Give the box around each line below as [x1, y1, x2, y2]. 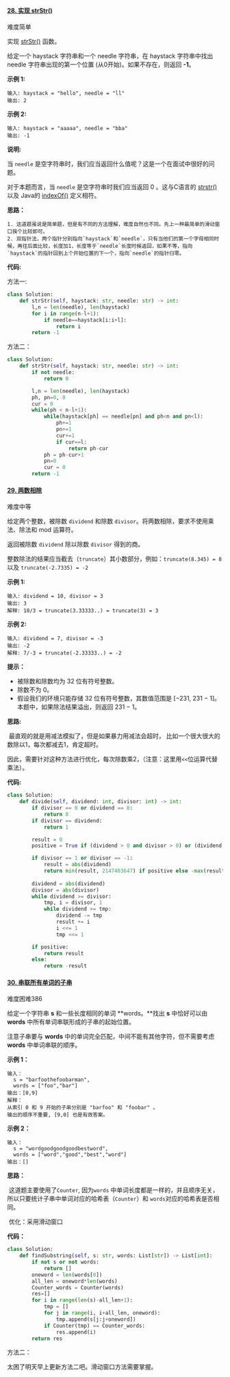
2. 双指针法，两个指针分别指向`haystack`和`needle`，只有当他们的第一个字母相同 [7, 236, 214, 242]
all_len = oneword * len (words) [31, 1278, 118, 1285]
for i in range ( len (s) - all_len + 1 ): [31, 1297, 133, 1304]
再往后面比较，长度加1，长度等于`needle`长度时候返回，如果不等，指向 [16, 243, 193, 250]
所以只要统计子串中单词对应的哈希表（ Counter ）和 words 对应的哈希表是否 [7, 1195, 214, 1203]
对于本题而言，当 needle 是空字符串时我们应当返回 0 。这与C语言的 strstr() [7, 183, 218, 191]
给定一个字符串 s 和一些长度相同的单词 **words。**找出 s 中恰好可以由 [7, 1009, 208, 1018]
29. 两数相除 [7, 486, 42, 494]
